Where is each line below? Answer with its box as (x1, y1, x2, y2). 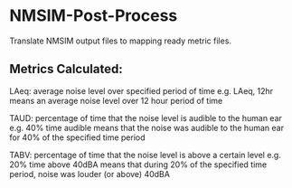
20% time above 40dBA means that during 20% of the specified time (9, 159, 268, 170)
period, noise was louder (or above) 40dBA (9, 168, 170, 179)
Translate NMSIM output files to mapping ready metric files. (9, 35, 232, 46)
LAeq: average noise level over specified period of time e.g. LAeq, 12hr (9, 85, 274, 96)
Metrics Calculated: (9, 61, 124, 77)
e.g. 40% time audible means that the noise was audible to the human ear (9, 122, 285, 133)
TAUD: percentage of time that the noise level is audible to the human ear (9, 112, 283, 123)
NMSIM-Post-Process (9, 5, 178, 26)
